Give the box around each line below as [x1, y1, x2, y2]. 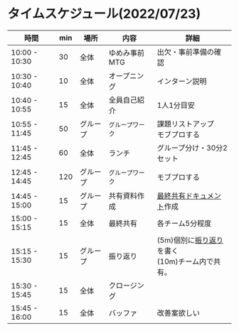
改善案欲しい [156, 308, 201, 318]
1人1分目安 [156, 100, 196, 110]
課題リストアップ [156, 119, 215, 129]
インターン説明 [156, 76, 207, 86]
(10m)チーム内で [156, 256, 214, 266]
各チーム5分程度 [156, 218, 212, 228]
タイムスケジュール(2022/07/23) [7, 6, 201, 22]
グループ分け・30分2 [156, 143, 228, 153]
